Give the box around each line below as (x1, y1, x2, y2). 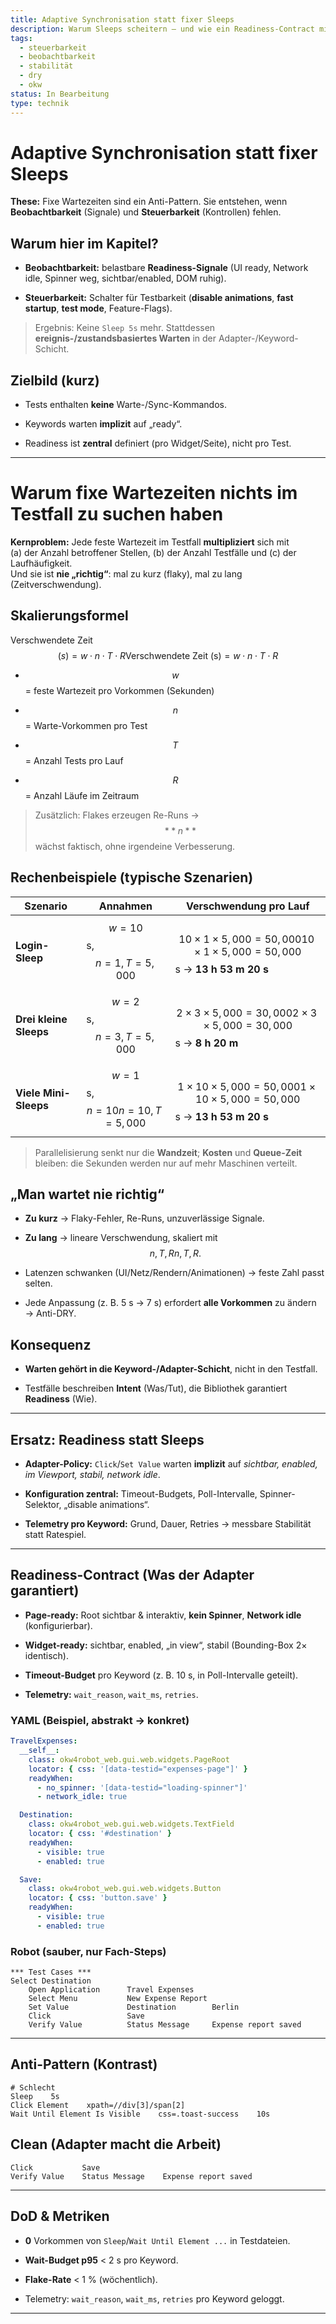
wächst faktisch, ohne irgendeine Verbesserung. (34, 840, 236, 852)
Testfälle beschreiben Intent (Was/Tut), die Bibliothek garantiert (24, 1382, 288, 1395)
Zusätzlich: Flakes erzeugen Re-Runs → (34, 809, 200, 821)
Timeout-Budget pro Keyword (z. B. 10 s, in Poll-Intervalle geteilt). (24, 1669, 299, 1681)
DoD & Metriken (10, 2208, 110, 2225)
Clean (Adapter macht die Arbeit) (10, 2136, 222, 2153)
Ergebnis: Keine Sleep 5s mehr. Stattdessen (34, 322, 216, 334)
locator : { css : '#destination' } (28, 1829, 172, 1839)
